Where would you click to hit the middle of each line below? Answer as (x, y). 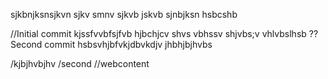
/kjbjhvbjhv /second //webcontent (80, 63)
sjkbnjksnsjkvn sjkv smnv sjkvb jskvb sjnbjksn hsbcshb (124, 14)
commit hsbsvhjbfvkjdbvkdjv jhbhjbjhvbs (128, 44)
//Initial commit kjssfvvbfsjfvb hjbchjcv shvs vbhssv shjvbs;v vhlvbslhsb (158, 33)
